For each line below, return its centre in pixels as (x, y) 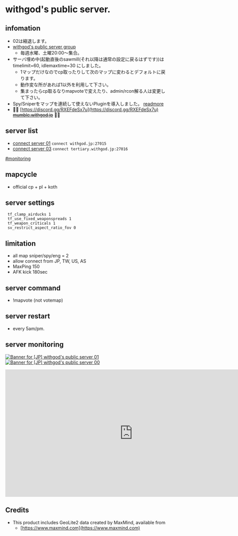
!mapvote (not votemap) (38, 300)
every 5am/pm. (28, 328)
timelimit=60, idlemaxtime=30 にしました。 (58, 65)
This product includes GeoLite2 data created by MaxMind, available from (89, 522)
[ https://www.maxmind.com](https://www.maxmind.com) (80, 528)
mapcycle (21, 175)
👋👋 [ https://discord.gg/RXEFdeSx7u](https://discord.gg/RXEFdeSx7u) (85, 110)
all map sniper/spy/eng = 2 (41, 256)
